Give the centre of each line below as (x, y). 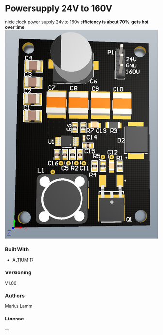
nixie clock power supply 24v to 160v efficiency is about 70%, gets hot (77, 22)
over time (15, 27)
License (15, 319)
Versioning (18, 272)
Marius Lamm (19, 306)
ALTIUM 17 (23, 260)
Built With (17, 249)
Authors (15, 295)
